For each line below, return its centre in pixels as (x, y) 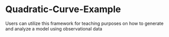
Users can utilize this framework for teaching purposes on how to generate (84, 23)
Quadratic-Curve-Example (63, 9)
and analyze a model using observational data (54, 28)
